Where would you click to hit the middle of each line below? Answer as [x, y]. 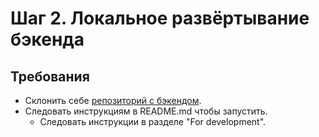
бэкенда [47, 39]
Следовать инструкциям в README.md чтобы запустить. [146, 111]
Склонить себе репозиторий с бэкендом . [113, 100]
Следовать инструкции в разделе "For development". [153, 121]
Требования [50, 76]
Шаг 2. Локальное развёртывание [160, 18]
